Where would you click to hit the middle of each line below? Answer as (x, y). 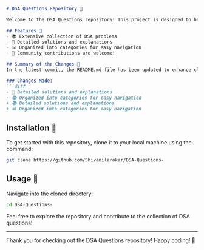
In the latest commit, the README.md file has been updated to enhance (99, 70)
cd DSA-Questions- (29, 204)
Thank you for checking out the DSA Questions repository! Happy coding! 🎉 (101, 240)
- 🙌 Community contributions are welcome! (61, 53)
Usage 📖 (22, 179)
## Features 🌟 (24, 30)
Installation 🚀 (32, 128)
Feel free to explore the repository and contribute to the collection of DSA (98, 216)
